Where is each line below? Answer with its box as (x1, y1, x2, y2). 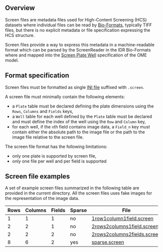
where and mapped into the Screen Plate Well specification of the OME (5, 52, 147, 58)
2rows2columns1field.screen (91, 223, 159, 230)
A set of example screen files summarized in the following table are (5, 185, 140, 191)
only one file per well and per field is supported (12, 158, 107, 164)
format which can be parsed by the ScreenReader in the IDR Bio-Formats (5, 47, 151, 53)
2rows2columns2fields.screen (91, 231, 162, 238)
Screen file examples (5, 172, 70, 180)
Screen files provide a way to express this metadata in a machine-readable (5, 41, 155, 48)
